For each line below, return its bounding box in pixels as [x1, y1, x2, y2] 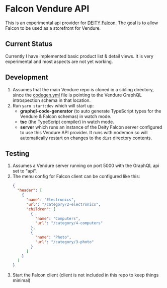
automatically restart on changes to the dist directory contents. [20, 135, 152, 141]
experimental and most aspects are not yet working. [5, 59, 113, 65]
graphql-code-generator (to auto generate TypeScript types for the [20, 108, 161, 114]
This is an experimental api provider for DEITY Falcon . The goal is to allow [5, 20, 158, 26]
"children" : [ [26, 206, 56, 212]
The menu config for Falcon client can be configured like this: [12, 174, 140, 180]
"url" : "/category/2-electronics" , [26, 202, 101, 207]
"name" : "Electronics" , [26, 197, 76, 202]
